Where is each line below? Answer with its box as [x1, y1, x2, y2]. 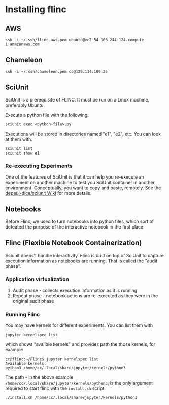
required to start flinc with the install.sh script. [5, 385, 106, 391]
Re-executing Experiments [5, 162, 73, 169]
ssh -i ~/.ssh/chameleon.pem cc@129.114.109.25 [5, 69, 108, 74]
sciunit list [5, 146, 33, 151]
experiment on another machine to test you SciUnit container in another [5, 179, 155, 185]
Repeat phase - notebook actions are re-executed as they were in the [12, 292, 158, 299]
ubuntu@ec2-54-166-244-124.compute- [69, 37, 146, 42]
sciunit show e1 [5, 150, 40, 156]
